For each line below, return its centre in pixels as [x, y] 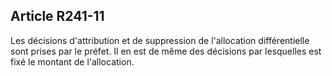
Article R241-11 [57, 16]
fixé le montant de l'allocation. [72, 61]
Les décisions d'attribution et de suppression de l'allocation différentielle [160, 40]
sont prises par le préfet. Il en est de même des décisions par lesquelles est [166, 51]
